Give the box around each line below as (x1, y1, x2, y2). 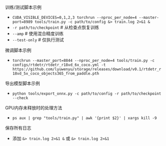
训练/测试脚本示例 (5, 4, 42, 10)
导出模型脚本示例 (5, 81, 40, 86)
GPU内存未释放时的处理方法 (5, 105, 62, 110)
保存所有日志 (5, 125, 31, 131)
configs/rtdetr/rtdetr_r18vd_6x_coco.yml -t (12, 62, 106, 67)
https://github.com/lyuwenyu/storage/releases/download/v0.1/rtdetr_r (12, 67, 162, 72)
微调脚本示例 (5, 48, 31, 53)
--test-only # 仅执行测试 (12, 37, 64, 43)
